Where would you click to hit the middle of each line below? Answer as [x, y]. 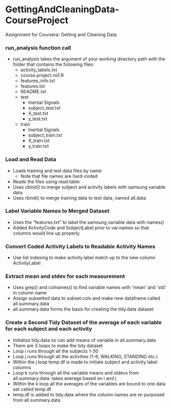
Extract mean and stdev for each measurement [65, 276]
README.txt [33, 92]
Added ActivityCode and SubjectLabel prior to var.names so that [81, 228]
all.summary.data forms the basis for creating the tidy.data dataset [83, 309]
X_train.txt [39, 141]
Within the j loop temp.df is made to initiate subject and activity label [85, 362]
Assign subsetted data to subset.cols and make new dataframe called [87, 298]
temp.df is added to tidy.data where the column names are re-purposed [89, 394]
